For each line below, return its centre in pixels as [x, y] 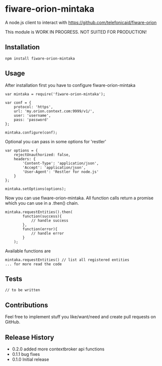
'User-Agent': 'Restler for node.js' [61, 172]
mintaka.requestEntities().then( [39, 212]
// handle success [50, 220]
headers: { [25, 159]
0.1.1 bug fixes [26, 354]
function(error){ [40, 229]
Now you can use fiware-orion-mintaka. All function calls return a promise [79, 198]
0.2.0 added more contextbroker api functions [58, 349]
